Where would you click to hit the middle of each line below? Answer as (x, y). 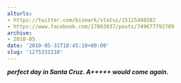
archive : (20, 33)
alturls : (20, 13)
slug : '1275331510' (35, 53)
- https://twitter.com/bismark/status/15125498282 (82, 20)
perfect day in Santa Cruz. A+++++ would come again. (88, 72)
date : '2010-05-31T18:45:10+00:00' (58, 46)
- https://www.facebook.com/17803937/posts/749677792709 (91, 26)
